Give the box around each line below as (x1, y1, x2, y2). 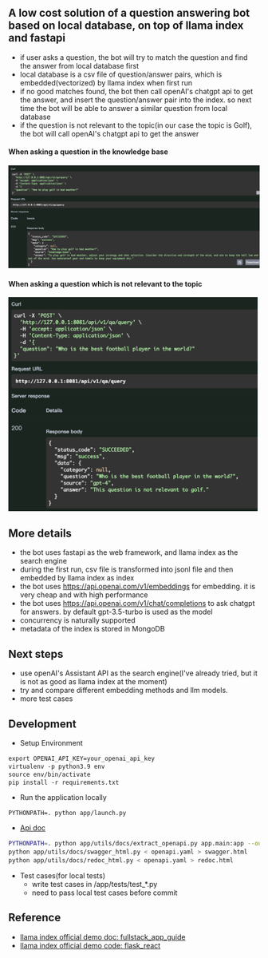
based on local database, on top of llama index (8, 19, 244, 33)
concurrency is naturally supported (19, 616, 136, 625)
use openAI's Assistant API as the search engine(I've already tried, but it (19, 668, 258, 678)
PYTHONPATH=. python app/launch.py (8, 810, 127, 817)
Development (8, 717, 77, 730)
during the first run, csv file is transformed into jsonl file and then (19, 564, 234, 574)
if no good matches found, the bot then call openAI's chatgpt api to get (19, 86, 254, 96)
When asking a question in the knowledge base (8, 147, 169, 156)
